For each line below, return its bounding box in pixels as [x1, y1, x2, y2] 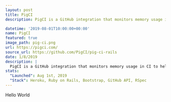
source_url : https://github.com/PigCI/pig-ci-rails [5, 49, 117, 55]
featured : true [5, 36, 38, 41]
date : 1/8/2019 [5, 54, 38, 59]
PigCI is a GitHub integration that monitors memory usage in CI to [10, 64, 158, 69]
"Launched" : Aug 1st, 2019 [10, 73, 67, 79]
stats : [5, 69, 19, 74]
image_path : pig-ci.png [5, 40, 56, 46]
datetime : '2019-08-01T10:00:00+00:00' [5, 26, 90, 31]
